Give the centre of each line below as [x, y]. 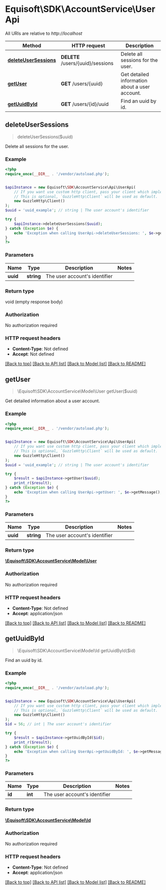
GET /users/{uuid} [82, 84]
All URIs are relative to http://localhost [44, 33]
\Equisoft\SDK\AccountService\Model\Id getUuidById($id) [76, 650]
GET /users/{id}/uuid [85, 104]
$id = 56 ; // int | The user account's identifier [58, 724]
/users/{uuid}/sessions [87, 63]
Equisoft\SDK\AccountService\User [80, 9]
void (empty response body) [34, 302]
